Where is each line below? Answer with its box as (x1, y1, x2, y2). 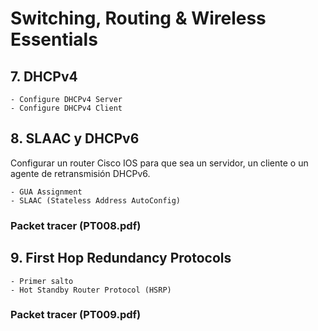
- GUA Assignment (10, 187, 83, 197)
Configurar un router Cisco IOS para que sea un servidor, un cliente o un (10, 157, 309, 169)
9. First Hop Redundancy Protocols (10, 250, 232, 267)
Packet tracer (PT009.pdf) (10, 308, 142, 322)
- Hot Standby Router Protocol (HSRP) (10, 285, 172, 295)
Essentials (10, 28, 98, 51)
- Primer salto (10, 276, 74, 286)
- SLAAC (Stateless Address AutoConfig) (10, 195, 182, 206)
